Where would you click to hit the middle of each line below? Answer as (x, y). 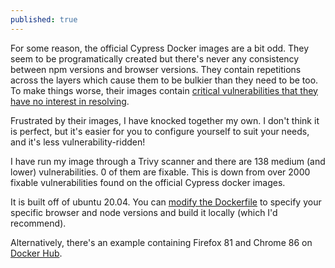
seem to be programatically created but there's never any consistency (155, 58)
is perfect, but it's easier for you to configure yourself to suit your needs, (160, 131)
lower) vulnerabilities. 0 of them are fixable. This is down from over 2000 (160, 172)
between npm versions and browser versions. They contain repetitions (156, 69)
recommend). (38, 223)
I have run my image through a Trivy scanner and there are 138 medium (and (168, 161)
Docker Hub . (36, 253)
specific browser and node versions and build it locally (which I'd (144, 212)
